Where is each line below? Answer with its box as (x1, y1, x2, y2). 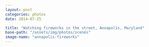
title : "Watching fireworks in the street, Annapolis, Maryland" (5, 25, 144, 30)
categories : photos (5, 12, 46, 17)
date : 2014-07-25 (5, 16, 42, 21)
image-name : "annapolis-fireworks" (5, 35, 80, 40)
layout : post (5, 7, 33, 12)
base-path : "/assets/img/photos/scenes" (5, 30, 91, 35)
